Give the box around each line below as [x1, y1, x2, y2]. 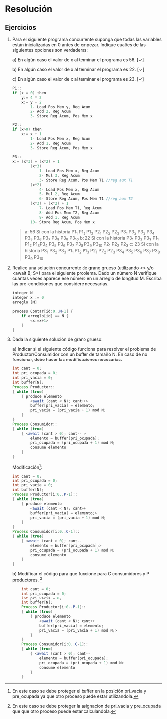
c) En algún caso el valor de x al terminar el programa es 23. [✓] [12, 76, 144, 82]
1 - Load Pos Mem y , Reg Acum [30, 104, 91, 109]
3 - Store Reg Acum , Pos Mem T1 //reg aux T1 [39, 178, 133, 183]
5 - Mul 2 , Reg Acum [39, 192, 80, 197]
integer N [12, 290, 33, 296]
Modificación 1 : [12, 463, 42, 470]
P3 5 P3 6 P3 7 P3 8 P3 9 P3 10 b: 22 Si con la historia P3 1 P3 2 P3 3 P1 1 [24, 235, 159, 242]
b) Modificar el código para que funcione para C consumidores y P [12, 571, 150, 577]
